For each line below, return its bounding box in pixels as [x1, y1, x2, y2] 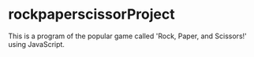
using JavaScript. [8, 39, 65, 48]
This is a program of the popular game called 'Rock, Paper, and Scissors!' [8, 31, 247, 41]
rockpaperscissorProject [8, 5, 175, 23]
